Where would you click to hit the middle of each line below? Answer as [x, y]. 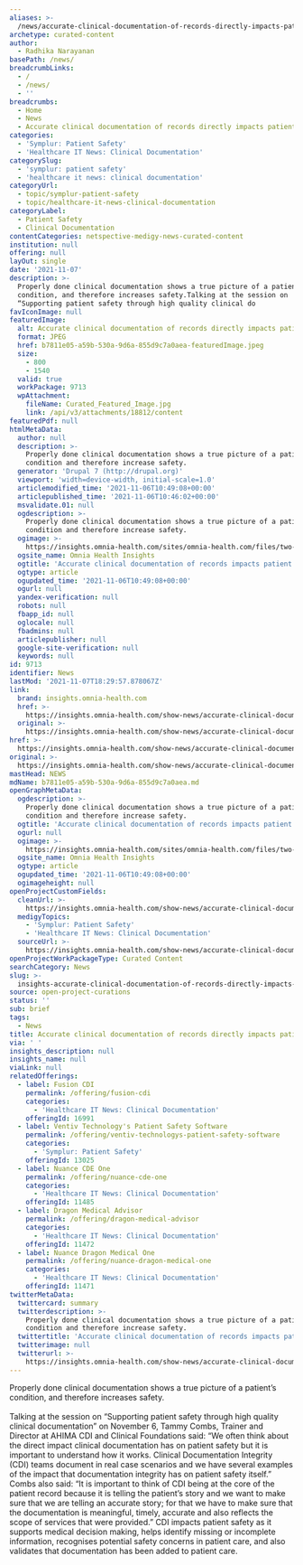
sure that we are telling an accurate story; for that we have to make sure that [151, 1503]
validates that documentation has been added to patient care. [124, 1551]
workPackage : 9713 [52, 388]
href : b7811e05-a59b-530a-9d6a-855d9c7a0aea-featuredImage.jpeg [141, 345]
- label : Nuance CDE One [64, 1168]
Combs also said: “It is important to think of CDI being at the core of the [142, 1484]
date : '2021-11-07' [46, 270]
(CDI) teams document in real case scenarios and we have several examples [151, 1464]
